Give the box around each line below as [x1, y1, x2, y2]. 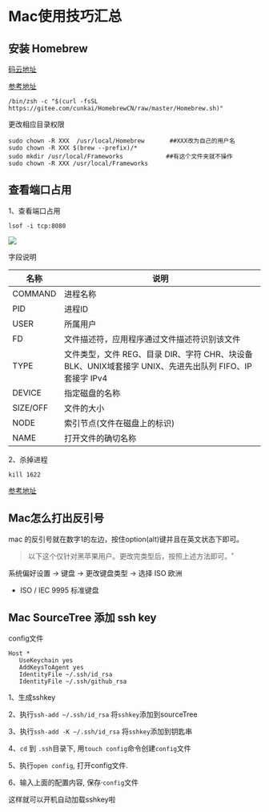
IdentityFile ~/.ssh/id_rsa [18, 670, 113, 679]
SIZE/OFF [12, 402, 49, 413]
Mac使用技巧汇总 [8, 7, 122, 26]
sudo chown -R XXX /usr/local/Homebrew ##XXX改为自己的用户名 [8, 137, 236, 145]
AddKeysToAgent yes [18, 664, 84, 672]
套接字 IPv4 [63, 372, 108, 384]
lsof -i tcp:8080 [8, 222, 66, 230]
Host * [8, 649, 30, 657]
